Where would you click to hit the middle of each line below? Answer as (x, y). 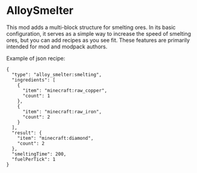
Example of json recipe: (36, 58)
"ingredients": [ (34, 80)
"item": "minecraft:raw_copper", (65, 90)
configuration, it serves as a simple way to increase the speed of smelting (99, 33)
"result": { (27, 133)
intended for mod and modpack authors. (57, 47)
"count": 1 (36, 96)
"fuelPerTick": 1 (34, 159)
